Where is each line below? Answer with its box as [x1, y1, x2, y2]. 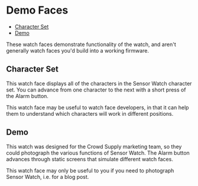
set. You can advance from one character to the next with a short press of [6, 86, 186, 93]
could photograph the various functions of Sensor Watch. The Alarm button [6, 149, 190, 156]
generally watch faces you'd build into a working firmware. [6, 47, 150, 54]
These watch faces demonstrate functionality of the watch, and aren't [6, 41, 176, 48]
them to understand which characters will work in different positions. [6, 110, 174, 117]
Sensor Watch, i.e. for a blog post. [6, 173, 89, 180]
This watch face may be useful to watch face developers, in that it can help [6, 104, 189, 111]
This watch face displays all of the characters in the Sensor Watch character [6, 80, 192, 87]
